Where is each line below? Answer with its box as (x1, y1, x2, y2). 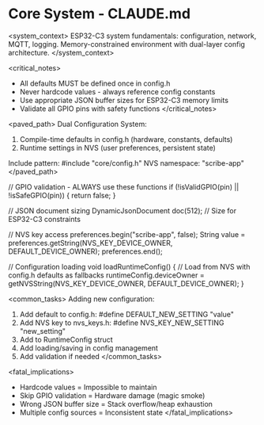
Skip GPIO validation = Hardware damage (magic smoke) (19, 390, 206, 400)
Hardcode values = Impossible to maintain (19, 382, 157, 392)
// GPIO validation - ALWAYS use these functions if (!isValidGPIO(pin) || (8, 182, 239, 191)
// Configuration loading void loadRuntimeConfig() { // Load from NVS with (8, 262, 251, 271)
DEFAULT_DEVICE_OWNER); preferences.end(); (8, 247, 164, 256)
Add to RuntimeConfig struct (19, 335, 113, 344)
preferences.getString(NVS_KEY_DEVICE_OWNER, (8, 238, 173, 247)
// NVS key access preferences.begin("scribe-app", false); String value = (8, 229, 246, 239)
